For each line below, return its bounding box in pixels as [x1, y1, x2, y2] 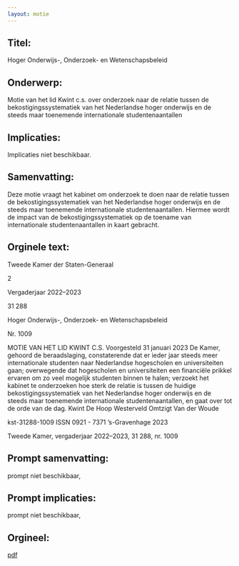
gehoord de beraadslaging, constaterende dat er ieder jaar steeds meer [7, 351, 218, 359]
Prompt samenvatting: [7, 452, 109, 465]
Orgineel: [7, 532, 50, 544]
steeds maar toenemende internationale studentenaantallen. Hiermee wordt [7, 205, 230, 214]
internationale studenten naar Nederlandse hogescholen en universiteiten [7, 358, 223, 367]
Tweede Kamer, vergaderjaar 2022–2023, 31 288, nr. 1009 [7, 432, 178, 440]
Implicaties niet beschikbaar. [7, 151, 91, 159]
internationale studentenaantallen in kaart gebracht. [7, 220, 160, 229]
